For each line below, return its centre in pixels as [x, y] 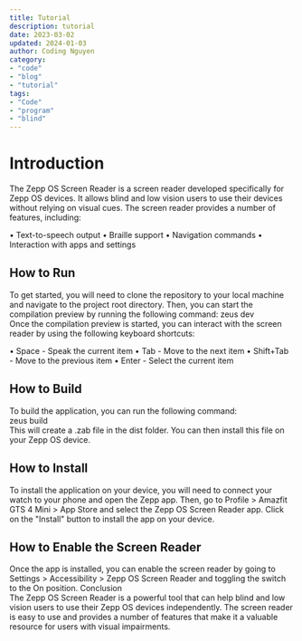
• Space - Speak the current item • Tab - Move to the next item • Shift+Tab [149, 350]
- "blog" [26, 77]
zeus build [28, 420]
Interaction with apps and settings [73, 244]
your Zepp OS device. [50, 439]
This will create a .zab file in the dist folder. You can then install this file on [147, 430]
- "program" [32, 110]
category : [28, 60]
